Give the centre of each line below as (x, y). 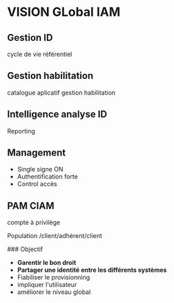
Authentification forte (47, 176)
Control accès (37, 184)
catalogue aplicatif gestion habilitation (61, 92)
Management (37, 153)
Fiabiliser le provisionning (54, 277)
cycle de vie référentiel (40, 54)
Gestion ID (30, 38)
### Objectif (25, 249)
